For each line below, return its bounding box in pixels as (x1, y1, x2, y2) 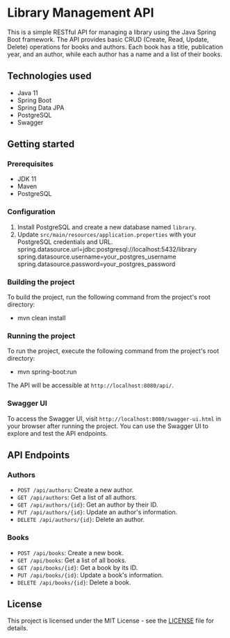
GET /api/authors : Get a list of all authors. (17, 493, 138, 502)
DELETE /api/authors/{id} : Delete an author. (17, 516, 145, 524)
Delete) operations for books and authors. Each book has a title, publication (7, 42, 224, 51)
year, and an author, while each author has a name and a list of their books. (7, 50, 222, 58)
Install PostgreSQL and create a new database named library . (17, 222, 197, 231)
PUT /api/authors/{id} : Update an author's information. (17, 508, 178, 516)
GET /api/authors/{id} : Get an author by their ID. (17, 500, 158, 509)
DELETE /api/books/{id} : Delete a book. (17, 578, 131, 587)
